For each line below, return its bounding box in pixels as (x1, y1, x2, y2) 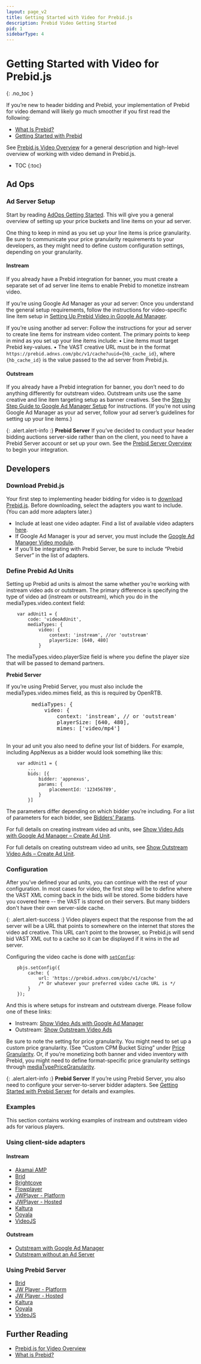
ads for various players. (6, 1123, 65, 1130)
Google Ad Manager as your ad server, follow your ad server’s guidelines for (6, 409, 195, 416)
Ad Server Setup (6, 197, 56, 206)
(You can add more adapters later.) (6, 508, 92, 515)
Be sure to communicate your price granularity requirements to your (6, 235, 175, 242)
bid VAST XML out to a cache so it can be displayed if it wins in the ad (6, 935, 179, 942)
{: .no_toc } (6, 90, 34, 97)
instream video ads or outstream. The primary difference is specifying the (6, 587, 189, 594)
